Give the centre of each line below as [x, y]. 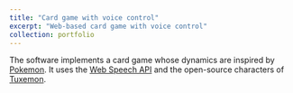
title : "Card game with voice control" [84, 18]
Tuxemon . [28, 79]
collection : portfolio [52, 34]
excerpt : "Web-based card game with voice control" [108, 26]
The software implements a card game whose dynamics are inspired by [142, 60]
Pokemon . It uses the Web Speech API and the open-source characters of [147, 70]
